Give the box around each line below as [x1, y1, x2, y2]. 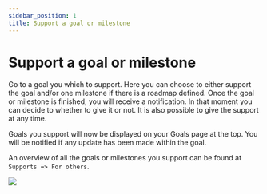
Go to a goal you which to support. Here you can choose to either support [8, 80, 252, 89]
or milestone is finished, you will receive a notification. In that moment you [8, 97, 253, 106]
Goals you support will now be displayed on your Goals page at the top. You [8, 129, 258, 139]
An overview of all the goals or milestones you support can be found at [8, 153, 242, 163]
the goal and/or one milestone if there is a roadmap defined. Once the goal [8, 89, 254, 98]
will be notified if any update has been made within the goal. [8, 137, 207, 148]
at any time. [8, 113, 47, 124]
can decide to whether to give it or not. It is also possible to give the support [8, 105, 260, 115]
